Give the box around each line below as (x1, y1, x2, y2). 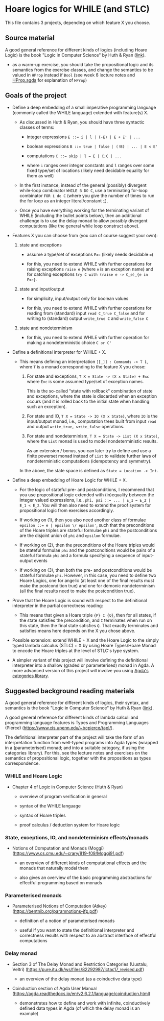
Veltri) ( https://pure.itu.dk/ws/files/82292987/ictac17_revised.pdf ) (12, 966, 144, 972)
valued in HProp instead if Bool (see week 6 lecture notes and (12, 72, 135, 78)
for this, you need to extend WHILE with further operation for (26, 334, 149, 340)
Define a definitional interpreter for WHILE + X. (12, 349, 107, 355)
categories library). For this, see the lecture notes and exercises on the (5, 750, 148, 756)
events (34, 558, 47, 563)
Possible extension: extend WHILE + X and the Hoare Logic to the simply (12, 637, 159, 643)
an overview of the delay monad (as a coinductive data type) (19, 976, 142, 982)
